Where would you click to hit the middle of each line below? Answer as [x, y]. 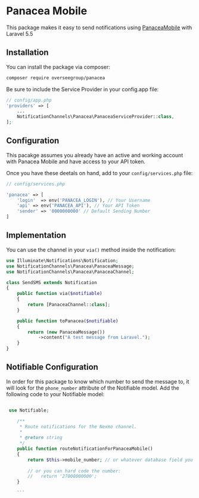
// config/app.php [29, 100]
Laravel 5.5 [20, 33]
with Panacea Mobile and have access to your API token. [76, 161]
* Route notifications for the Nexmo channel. [78, 427]
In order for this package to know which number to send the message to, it [98, 381]
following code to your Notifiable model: [55, 394]
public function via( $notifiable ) [60, 294]
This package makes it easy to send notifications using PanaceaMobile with [99, 27]
